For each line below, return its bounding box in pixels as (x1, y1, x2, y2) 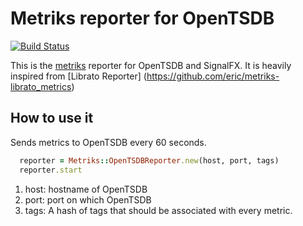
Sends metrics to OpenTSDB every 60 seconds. (10, 136, 207, 148)
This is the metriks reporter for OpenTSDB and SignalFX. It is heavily (10, 59, 292, 71)
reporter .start (19, 165, 83, 175)
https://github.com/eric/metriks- (146, 70, 280, 82)
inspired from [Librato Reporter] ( (10, 70, 147, 82)
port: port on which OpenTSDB (24, 193, 152, 206)
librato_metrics (10, 80, 72, 92)
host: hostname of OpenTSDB (24, 183, 148, 195)
